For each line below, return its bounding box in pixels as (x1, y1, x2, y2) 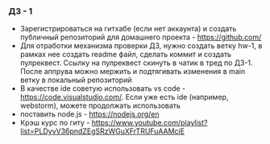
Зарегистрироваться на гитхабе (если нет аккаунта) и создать (19, 24, 237, 34)
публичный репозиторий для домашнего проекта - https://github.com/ (19, 32, 262, 42)
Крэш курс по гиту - (19, 118, 90, 128)
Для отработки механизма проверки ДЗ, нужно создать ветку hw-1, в (19, 41, 263, 51)
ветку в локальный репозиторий (19, 75, 132, 85)
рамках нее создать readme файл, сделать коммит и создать (19, 50, 232, 60)
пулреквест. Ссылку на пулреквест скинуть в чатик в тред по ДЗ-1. (19, 58, 253, 68)
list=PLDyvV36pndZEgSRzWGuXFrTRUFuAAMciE (19, 126, 185, 136)
